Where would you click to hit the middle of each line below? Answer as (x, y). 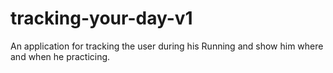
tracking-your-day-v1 (101, 18)
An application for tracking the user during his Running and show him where (167, 46)
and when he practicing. (60, 56)
